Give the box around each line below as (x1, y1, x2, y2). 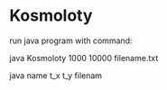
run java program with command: (9, 35, 133, 46)
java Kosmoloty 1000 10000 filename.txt (9, 52, 159, 63)
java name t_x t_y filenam (9, 69, 102, 81)
